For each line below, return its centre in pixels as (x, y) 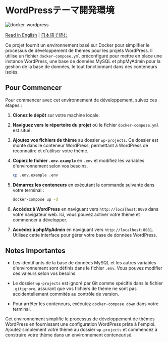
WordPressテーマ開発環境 (60, 10)
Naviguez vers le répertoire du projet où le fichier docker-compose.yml (86, 125)
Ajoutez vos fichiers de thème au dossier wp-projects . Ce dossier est (86, 140)
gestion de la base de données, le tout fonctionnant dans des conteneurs (81, 67)
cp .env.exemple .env (35, 175)
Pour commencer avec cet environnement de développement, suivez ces (81, 100)
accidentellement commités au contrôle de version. (66, 294)
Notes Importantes (35, 250)
